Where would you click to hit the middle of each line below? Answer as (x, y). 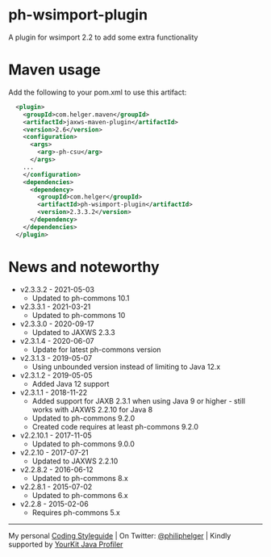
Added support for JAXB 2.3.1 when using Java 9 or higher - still (139, 400)
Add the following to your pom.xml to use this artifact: (98, 92)
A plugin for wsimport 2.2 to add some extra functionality (103, 37)
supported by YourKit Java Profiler (66, 544)
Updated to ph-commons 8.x (80, 478)
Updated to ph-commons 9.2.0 (83, 418)
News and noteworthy (84, 267)
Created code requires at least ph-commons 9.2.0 (115, 426)
